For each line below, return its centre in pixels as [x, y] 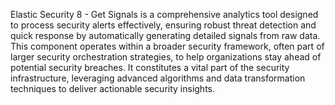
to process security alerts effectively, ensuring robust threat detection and [163, 25]
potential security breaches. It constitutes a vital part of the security [150, 67]
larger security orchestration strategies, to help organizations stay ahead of [166, 57]
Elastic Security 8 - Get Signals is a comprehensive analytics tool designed [164, 14]
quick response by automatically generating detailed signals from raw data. [165, 35]
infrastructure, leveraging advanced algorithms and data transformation [158, 78]
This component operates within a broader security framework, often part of [167, 46]
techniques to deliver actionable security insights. [113, 88]
